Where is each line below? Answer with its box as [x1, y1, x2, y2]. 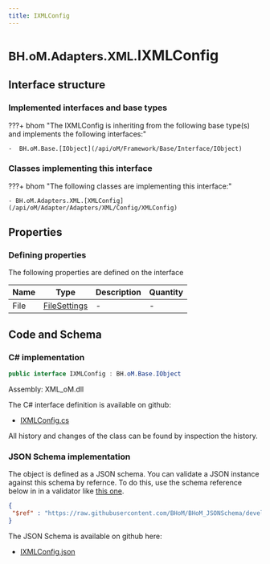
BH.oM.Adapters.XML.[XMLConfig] [15, 197, 125, 205]
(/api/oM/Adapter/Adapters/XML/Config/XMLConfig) [8, 204, 178, 212]
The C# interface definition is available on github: [8, 400, 171, 410]
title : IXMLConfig [8, 11, 70, 20]
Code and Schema [8, 327, 102, 341]
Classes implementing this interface [8, 163, 153, 174]
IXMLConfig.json [19, 546, 76, 556]
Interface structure [8, 78, 106, 92]
